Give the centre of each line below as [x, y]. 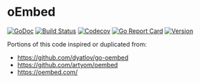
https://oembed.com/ [47, 72]
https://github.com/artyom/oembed [68, 64]
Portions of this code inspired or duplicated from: [77, 44]
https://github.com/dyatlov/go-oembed [73, 57]
